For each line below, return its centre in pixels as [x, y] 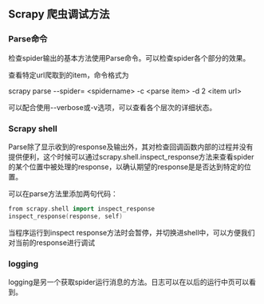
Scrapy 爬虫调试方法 [59, 14]
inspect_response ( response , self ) [66, 216]
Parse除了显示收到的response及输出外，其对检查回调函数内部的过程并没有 [131, 147]
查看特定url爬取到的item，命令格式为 [69, 75]
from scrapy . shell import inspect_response [82, 209]
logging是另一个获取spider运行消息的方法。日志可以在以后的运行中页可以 [129, 282]
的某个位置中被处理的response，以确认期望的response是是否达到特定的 [126, 167]
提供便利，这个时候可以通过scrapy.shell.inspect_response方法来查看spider [131, 156]
